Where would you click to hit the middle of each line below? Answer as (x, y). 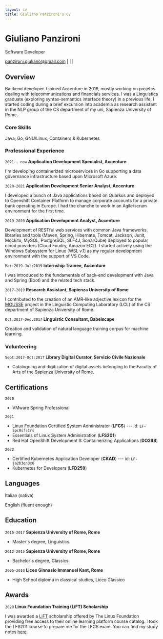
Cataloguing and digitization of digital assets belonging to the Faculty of (84, 367)
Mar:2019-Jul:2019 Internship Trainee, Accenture (55, 265)
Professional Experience (35, 151)
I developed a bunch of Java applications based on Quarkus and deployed (80, 195)
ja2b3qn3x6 (23, 463)
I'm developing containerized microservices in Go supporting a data (73, 171)
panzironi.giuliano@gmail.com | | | (40, 61)
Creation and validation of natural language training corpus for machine (77, 329)
